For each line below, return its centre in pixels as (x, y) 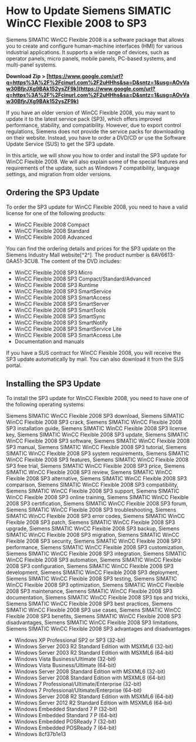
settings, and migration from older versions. (59, 174)
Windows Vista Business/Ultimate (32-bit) (65, 659)
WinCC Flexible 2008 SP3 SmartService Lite (68, 329)
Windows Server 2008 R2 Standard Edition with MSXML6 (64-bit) (94, 696)
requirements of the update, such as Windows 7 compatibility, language (93, 168)
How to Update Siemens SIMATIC (89, 11)
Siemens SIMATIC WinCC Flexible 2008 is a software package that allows (95, 39)
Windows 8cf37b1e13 (40, 734)
